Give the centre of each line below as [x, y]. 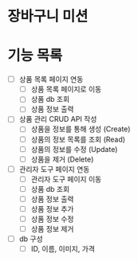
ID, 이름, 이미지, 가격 [63, 249]
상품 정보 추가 [52, 208]
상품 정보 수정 [52, 219]
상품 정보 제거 [52, 229]
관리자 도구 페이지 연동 [54, 169]
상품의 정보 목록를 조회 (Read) [78, 139]
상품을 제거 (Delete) [62, 159]
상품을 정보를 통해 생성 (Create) [81, 129]
